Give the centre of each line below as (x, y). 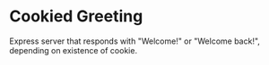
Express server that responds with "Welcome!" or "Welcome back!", (134, 41)
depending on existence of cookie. (73, 50)
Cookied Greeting (76, 16)
